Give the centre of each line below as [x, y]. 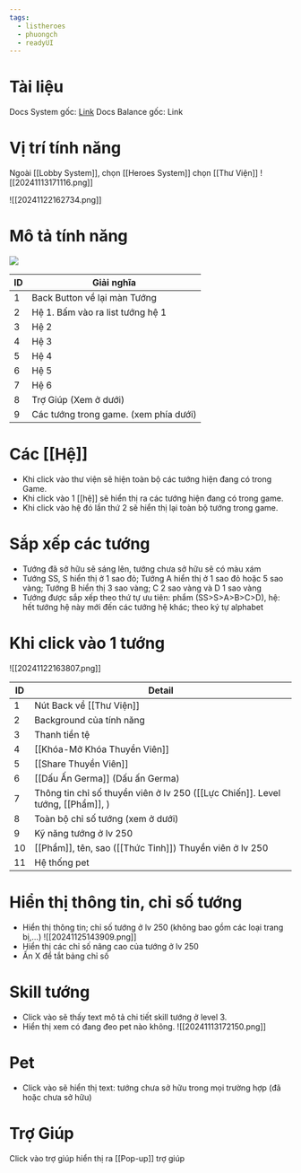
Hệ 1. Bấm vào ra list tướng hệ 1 [99, 312]
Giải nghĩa [115, 283]
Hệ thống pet [62, 862]
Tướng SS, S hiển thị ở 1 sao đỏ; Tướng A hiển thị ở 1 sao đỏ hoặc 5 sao [153, 578]
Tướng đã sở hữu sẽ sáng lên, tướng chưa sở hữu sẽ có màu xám [142, 569]
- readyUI [35, 43]
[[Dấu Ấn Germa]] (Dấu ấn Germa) [107, 778]
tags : [19, 18]
